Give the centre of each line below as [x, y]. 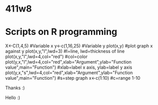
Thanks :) [15, 88]
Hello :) [13, 98]
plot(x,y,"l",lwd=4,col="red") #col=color [46, 57]
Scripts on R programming [61, 32]
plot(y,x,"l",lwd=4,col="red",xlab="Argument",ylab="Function [68, 62]
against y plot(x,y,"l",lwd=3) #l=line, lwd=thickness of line [65, 51]
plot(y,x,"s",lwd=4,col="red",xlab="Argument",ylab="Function [69, 73]
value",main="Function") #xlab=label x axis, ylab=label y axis [69, 67]
